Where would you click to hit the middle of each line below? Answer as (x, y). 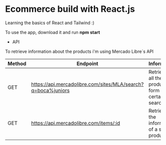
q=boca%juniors (51, 90)
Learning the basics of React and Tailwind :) (50, 23)
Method (17, 64)
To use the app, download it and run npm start (53, 32)
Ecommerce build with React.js (70, 9)
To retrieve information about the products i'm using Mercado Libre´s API (80, 51)
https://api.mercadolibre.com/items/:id (76, 123)
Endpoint (87, 64)
